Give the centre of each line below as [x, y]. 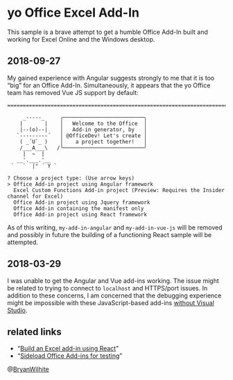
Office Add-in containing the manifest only [79, 208]
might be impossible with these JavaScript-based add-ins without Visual [111, 302]
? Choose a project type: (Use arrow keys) [71, 178]
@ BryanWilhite [28, 370]
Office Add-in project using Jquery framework [82, 202]
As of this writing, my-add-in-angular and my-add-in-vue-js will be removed [115, 227]
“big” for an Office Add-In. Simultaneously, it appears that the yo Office [109, 85]
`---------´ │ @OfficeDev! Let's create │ [82, 136]
